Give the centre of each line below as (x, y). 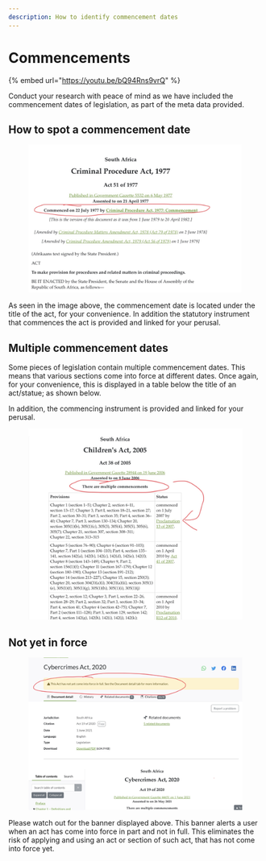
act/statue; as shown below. (55, 393)
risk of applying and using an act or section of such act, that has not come (132, 840)
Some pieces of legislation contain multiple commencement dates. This (127, 367)
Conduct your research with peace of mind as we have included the (121, 96)
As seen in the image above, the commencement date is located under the (132, 305)
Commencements (69, 58)
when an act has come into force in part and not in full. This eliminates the (131, 831)
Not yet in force (48, 642)
